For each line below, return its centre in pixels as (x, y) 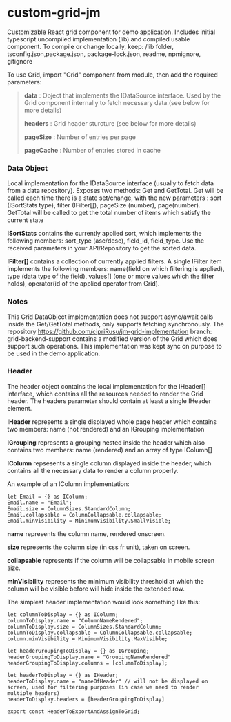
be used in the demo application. (54, 353)
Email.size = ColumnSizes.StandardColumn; (69, 509)
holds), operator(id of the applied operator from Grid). (83, 284)
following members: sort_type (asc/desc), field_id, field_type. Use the (106, 241)
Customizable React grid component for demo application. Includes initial (111, 32)
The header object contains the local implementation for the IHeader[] (107, 386)
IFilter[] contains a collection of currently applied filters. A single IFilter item (114, 261)
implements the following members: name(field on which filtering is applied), (116, 269)
